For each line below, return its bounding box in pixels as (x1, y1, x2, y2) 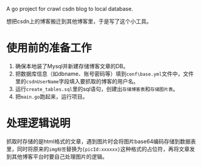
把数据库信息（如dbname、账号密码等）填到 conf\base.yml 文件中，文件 (15, 70, 194, 77)
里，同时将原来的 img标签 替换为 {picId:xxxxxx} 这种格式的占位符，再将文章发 (6, 145, 195, 153)
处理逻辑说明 (6, 117, 71, 130)
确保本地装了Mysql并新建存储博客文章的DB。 (15, 62, 129, 69)
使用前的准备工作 (6, 41, 92, 55)
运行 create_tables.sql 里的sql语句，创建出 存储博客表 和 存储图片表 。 (15, 85, 178, 92)
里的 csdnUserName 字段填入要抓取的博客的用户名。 (15, 77, 139, 85)
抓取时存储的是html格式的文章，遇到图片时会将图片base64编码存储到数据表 (6, 137, 197, 145)
